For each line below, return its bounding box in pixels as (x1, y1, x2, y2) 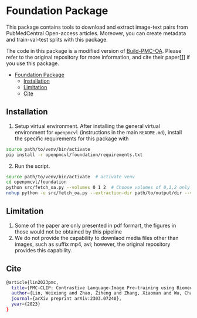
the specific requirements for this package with (14, 135, 129, 142)
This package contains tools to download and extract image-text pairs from (6, 23, 188, 31)
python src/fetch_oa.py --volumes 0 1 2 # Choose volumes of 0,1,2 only (6, 185, 191, 191)
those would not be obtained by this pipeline (14, 228, 122, 235)
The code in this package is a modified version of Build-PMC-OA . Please (6, 47, 182, 54)
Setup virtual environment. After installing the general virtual (14, 122, 160, 130)
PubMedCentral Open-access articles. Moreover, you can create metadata (6, 29, 186, 36)
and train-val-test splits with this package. (6, 36, 108, 43)
